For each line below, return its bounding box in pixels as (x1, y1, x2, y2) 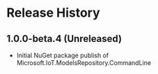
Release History (6, 5, 100, 21)
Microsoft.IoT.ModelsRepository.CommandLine (16, 59, 151, 67)
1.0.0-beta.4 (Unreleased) (6, 33, 123, 45)
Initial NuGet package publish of (16, 51, 109, 59)
